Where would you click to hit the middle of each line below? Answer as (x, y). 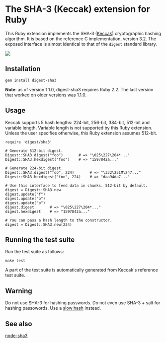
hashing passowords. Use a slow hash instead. (53, 308)
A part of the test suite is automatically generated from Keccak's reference (82, 270)
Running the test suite (40, 240)
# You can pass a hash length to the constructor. (59, 220)
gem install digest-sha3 (31, 80)
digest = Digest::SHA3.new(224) (39, 224)
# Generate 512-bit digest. (34, 151)
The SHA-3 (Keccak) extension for (78, 9)
